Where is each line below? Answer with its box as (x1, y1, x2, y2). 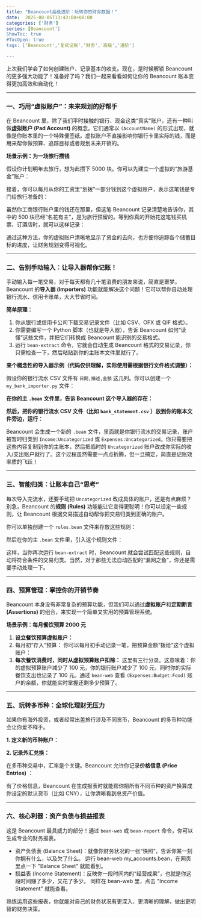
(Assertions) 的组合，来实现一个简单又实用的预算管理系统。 (6, 608, 156, 616)
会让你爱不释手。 (6, 723, 49, 731)
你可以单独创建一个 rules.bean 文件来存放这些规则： (6, 523, 136, 530)
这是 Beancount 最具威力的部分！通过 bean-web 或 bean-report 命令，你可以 (6, 826, 194, 834)
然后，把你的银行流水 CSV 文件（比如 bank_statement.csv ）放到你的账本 (6, 408, 188, 415)
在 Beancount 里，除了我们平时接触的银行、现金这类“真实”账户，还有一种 (6, 117, 188, 124)
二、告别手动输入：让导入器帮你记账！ (6, 263, 117, 272)
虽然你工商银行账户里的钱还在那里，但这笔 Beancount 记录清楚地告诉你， (6, 206, 189, 213)
